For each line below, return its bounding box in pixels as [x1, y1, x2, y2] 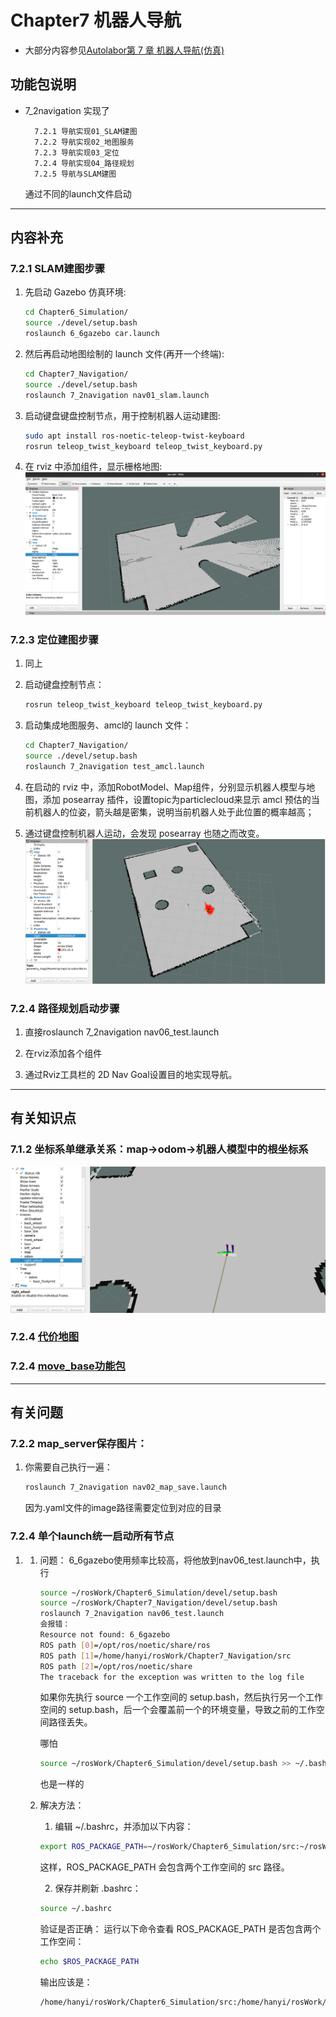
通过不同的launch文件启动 [24, 187, 132, 200]
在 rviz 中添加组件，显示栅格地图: [24, 461, 163, 473]
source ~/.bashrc [39, 1904, 113, 1914]
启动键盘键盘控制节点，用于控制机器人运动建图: [24, 409, 221, 421]
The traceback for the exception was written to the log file [39, 1672, 305, 1682]
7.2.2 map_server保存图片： [10, 1437, 148, 1451]
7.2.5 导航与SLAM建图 [34, 169, 117, 179]
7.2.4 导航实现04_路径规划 [34, 158, 135, 168]
